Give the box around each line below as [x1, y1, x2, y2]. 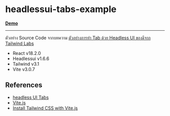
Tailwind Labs [5, 40, 34, 46]
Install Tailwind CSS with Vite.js [12, 105, 78, 111]
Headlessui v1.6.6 [12, 55, 50, 62]
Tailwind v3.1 [12, 61, 39, 67]
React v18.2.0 [12, 50, 41, 56]
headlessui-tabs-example [5, 4, 117, 15]
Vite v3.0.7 [12, 66, 35, 72]
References [5, 81, 42, 89]
